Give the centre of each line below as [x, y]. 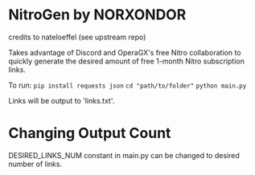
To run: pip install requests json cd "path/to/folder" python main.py [127, 85]
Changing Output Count [90, 133]
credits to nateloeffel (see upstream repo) [77, 37]
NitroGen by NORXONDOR [97, 15]
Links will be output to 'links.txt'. [62, 100]
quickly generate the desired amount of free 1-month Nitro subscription [127, 61]
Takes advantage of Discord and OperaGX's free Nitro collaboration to [125, 52]
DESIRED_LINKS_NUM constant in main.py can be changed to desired [124, 155]
